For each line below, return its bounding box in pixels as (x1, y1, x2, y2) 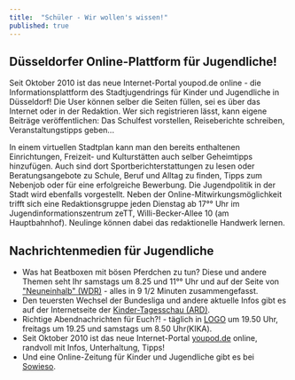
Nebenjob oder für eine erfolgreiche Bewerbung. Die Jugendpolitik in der (9, 179, 276, 191)
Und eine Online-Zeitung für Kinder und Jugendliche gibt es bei (21, 352, 255, 362)
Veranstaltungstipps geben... (9, 125, 115, 136)
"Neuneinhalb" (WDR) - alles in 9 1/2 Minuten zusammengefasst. (21, 286, 259, 297)
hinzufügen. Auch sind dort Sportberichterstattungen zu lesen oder (9, 161, 255, 171)
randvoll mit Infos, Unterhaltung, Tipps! (21, 343, 166, 353)
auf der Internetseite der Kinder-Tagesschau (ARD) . (21, 305, 211, 315)
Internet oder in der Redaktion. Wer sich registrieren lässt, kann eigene (9, 106, 268, 116)
